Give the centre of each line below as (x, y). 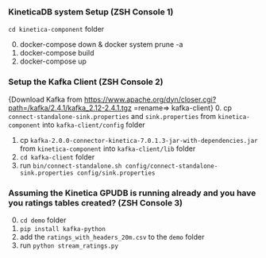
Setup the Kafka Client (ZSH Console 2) (86, 82)
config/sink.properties (116, 173)
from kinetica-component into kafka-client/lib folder (108, 148)
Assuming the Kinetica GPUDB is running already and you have (132, 193)
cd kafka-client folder (57, 156)
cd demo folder (43, 220)
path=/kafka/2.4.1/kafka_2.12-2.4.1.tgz (70, 108)
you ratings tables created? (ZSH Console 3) (95, 202)
